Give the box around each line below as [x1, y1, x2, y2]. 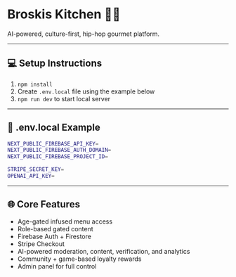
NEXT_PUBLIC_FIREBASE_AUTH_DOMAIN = [7, 147, 112, 154]
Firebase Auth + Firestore [17, 232, 91, 240]
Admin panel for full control [17, 262, 97, 270]
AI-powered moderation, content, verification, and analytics [17, 247, 190, 255]
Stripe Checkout [17, 239, 65, 248]
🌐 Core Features [7, 198, 81, 210]
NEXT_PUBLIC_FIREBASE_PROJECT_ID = [7, 153, 109, 160]
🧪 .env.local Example [7, 122, 100, 134]
